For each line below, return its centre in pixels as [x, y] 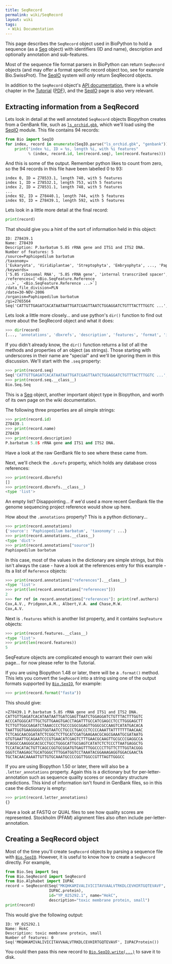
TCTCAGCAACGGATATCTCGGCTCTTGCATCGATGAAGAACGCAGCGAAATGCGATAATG [74, 735]
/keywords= [17, 270]
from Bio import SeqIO [29, 139]
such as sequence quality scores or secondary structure [89, 777]
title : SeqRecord [24, 10]
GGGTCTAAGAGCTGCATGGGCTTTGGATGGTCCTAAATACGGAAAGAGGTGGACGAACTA [74, 753]
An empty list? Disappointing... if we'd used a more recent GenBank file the [84, 502]
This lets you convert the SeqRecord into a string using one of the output [81, 678]
